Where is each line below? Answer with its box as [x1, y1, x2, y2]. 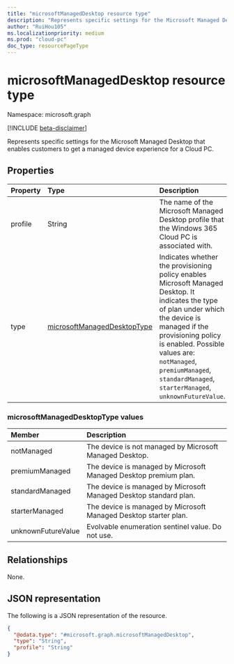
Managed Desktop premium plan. [86, 471, 196, 480]
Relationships [7, 554, 68, 566]
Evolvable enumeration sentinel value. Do [86, 522, 221, 532]
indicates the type [159, 295, 218, 305]
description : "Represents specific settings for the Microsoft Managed [7, 17, 219, 24]
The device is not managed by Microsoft [86, 442, 219, 452]
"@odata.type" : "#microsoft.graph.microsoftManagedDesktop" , [13, 631, 195, 638]
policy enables [159, 269, 207, 279]
